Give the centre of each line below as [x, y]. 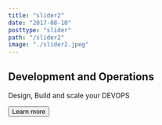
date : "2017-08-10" [40, 23]
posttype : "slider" [40, 30]
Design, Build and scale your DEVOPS [69, 95]
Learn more [29, 111]
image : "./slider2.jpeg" [49, 45]
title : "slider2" [36, 15]
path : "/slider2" [36, 37]
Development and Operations [81, 77]
